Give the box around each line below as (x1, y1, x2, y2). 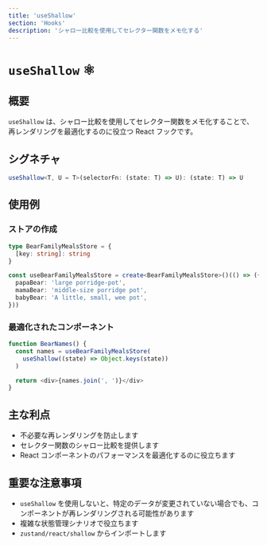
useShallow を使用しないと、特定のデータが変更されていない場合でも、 (19, 498, 252, 508)
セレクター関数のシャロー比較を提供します (19, 441, 160, 450)
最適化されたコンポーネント (8, 321, 114, 333)
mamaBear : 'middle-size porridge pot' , (15, 286, 148, 294)
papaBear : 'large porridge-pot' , (15, 279, 126, 287)
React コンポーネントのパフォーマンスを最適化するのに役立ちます (19, 450, 236, 460)
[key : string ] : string (15, 250, 91, 258)
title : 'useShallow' (8, 11, 77, 20)
